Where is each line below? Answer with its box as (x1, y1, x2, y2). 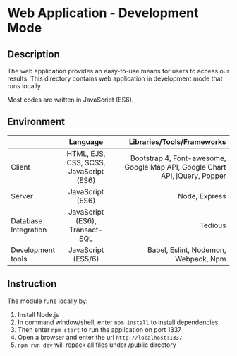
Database (11, 215, 43, 225)
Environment (7, 116, 66, 128)
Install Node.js (17, 310, 59, 319)
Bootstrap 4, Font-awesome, (130, 153, 226, 163)
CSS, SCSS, (66, 158, 106, 167)
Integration (11, 225, 47, 235)
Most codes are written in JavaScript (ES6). (7, 95, 134, 104)
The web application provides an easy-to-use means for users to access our (7, 67, 230, 75)
